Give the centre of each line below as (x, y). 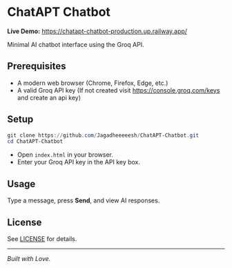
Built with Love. (29, 258)
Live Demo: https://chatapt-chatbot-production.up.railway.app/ (97, 31)
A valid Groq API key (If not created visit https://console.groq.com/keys (118, 90)
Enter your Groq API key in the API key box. (78, 162)
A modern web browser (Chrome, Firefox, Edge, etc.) (93, 83)
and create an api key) (49, 97)
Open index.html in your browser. (65, 155)
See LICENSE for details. (42, 238)
